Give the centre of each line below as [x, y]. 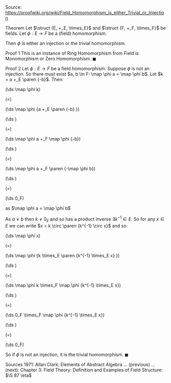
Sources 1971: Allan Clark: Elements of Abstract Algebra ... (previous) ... [80, 364]
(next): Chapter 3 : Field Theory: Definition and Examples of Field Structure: [84, 370]
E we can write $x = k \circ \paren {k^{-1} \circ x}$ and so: [67, 226]
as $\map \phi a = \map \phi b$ [38, 208]
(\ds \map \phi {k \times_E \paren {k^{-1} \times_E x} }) [63, 255]
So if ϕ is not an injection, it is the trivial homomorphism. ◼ [67, 354]
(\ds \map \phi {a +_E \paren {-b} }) [43, 109]
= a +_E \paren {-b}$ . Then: [34, 80]
